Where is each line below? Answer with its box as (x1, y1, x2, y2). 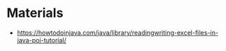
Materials (6, 5, 64, 21)
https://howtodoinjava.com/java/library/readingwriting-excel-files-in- (16, 28, 219, 37)
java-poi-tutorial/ (16, 35, 67, 44)
